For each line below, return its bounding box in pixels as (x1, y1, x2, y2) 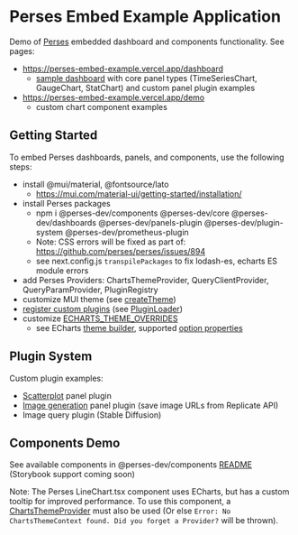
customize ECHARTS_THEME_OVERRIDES (22, 313, 178, 324)
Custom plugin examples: (9, 373, 104, 383)
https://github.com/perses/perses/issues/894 (35, 245, 205, 256)
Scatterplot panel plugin (22, 390, 113, 401)
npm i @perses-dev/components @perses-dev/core (35, 208, 230, 218)
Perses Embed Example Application (9, 6, 282, 27)
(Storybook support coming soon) (9, 469, 135, 480)
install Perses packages (22, 198, 111, 208)
